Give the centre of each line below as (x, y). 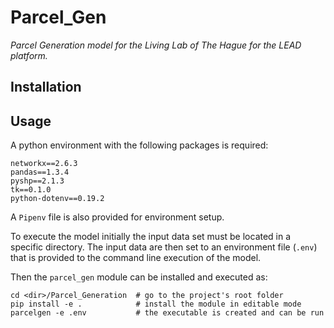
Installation (46, 87)
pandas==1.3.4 (40, 172)
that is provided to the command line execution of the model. (136, 258)
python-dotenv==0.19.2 (57, 199)
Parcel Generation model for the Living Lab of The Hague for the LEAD (156, 45)
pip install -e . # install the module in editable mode (156, 304)
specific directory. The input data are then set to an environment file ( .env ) (164, 247)
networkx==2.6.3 (44, 164)
